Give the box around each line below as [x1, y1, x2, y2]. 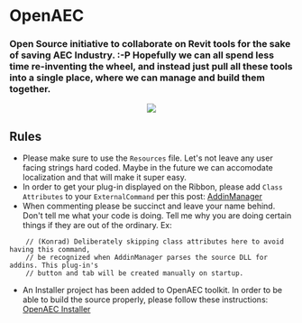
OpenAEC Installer [22, 304, 91, 315]
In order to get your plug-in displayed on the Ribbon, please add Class [22, 181, 283, 192]
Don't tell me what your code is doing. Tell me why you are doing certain [22, 210, 292, 221]
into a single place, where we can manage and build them [9, 71, 266, 84]
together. [9, 83, 51, 96]
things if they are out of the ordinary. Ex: [22, 220, 173, 231]
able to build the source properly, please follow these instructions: [22, 294, 269, 305]
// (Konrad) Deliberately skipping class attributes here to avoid [25, 237, 284, 246]
